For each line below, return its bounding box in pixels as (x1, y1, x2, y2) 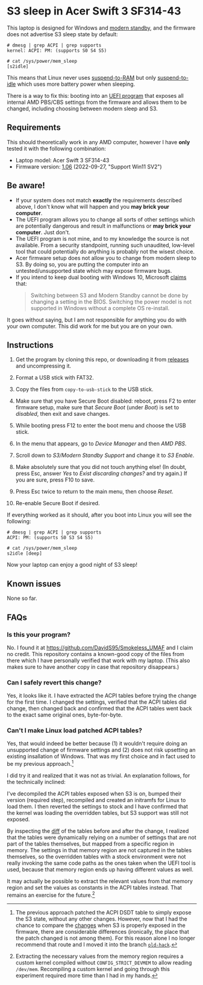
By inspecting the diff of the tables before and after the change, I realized (7, 827, 189, 835)
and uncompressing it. (15, 362, 72, 369)
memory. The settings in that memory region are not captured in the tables (7, 847, 192, 854)
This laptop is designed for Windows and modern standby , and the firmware (7, 24, 196, 31)
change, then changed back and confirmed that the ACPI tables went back (7, 705, 192, 712)
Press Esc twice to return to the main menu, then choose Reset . (15, 488, 173, 496)
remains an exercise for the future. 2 (7, 890, 95, 899)
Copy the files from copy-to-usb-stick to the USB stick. (15, 386, 154, 393)
